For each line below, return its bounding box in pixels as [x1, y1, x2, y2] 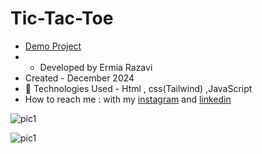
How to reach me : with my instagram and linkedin [24, 93, 232, 105]
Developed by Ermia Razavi [39, 61, 153, 73]
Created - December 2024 [24, 72, 135, 84]
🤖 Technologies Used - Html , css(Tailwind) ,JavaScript [24, 82, 253, 94]
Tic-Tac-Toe [10, 7, 114, 30]
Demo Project [24, 40, 82, 52]
